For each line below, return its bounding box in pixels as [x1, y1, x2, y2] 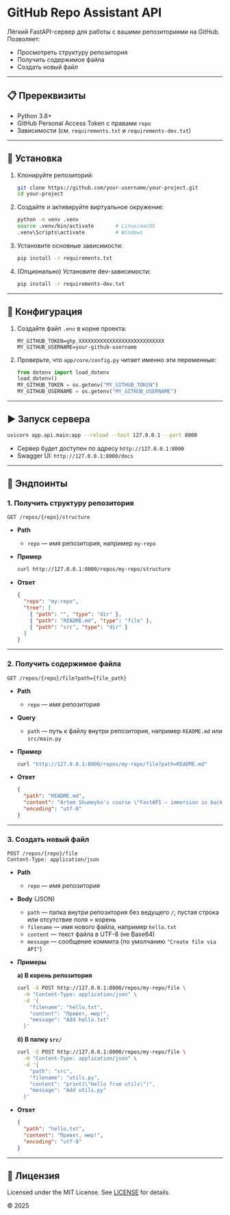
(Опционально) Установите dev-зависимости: [16, 267, 151, 276]
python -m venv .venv [16, 216, 79, 223]
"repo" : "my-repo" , [23, 598, 79, 605]
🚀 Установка [7, 153, 63, 164]
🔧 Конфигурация [7, 306, 83, 317]
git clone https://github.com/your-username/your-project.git [16, 184, 199, 191]
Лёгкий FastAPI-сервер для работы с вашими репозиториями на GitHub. [7, 27, 220, 36]
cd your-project [16, 190, 64, 197]
